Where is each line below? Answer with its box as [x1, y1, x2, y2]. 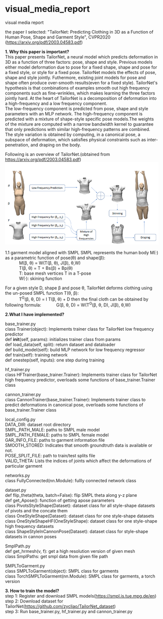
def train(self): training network [5, 352, 68, 357]
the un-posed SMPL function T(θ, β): [5, 290, 79, 296]
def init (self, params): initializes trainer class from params [5, 336, 121, 342]
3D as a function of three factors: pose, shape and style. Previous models [5, 59, 153, 65]
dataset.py [5, 487, 27, 493]
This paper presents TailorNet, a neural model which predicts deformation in [5, 54, 158, 59]
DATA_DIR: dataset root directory [5, 421, 72, 427]
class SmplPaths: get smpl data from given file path [5, 553, 109, 559]
